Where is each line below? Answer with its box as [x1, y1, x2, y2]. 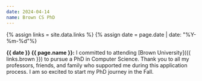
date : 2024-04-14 [6, 8, 50, 15]
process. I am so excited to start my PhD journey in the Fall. [6, 68, 154, 75]
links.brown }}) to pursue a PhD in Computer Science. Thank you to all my [6, 55, 189, 62]
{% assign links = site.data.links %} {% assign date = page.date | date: [6, 31, 182, 38]
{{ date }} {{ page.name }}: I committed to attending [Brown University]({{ [6, 49, 191, 56]
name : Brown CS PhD [6, 14, 55, 20]
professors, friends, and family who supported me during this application [6, 61, 188, 69]
